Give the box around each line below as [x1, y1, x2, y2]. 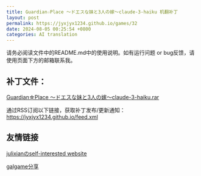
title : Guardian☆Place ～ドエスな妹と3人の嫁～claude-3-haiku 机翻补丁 [6, 9, 178, 15]
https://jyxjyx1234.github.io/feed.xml [6, 113, 99, 121]
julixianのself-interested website [6, 150, 87, 157]
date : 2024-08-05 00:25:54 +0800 [6, 26, 91, 32]
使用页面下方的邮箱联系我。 [6, 57, 76, 64]
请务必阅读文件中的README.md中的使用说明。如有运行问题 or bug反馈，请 [6, 49, 195, 57]
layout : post [6, 15, 40, 21]
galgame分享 [6, 163, 39, 170]
